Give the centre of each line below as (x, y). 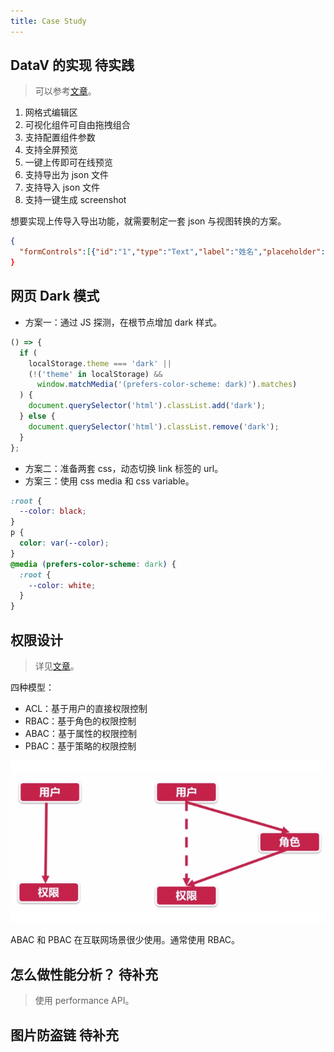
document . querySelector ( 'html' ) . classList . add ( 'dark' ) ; (147, 406)
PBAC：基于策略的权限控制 (80, 746)
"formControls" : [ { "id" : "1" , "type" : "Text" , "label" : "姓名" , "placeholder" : (172, 252)
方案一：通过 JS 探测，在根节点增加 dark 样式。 (123, 322)
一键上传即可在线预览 (68, 162)
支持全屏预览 (51, 150)
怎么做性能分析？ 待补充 (84, 974)
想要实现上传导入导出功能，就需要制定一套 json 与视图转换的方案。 (148, 221)
